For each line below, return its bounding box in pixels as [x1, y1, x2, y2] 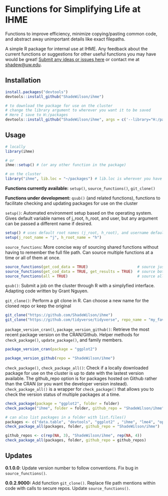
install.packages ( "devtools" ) [5, 89, 68, 95]
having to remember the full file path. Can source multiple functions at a [5, 249, 153, 255]
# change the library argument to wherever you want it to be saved [5, 108, 151, 113]
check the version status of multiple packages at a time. [5, 391, 120, 397]
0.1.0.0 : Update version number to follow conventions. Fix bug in [5, 464, 138, 471]
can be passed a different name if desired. [5, 221, 92, 227]
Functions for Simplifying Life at [5, 4, 141, 15]
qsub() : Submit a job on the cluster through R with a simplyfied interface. [5, 283, 155, 289]
